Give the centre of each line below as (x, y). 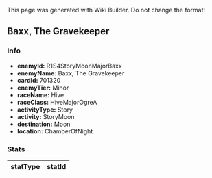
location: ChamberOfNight (55, 131)
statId (57, 166)
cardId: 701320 (39, 80)
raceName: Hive (40, 94)
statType (25, 166)
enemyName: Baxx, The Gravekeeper (71, 73)
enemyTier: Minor (43, 88)
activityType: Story (45, 110)
